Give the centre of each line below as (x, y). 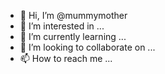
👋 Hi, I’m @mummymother (73, 15)
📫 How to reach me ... (66, 58)
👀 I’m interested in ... (62, 26)
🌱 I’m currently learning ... (73, 36)
